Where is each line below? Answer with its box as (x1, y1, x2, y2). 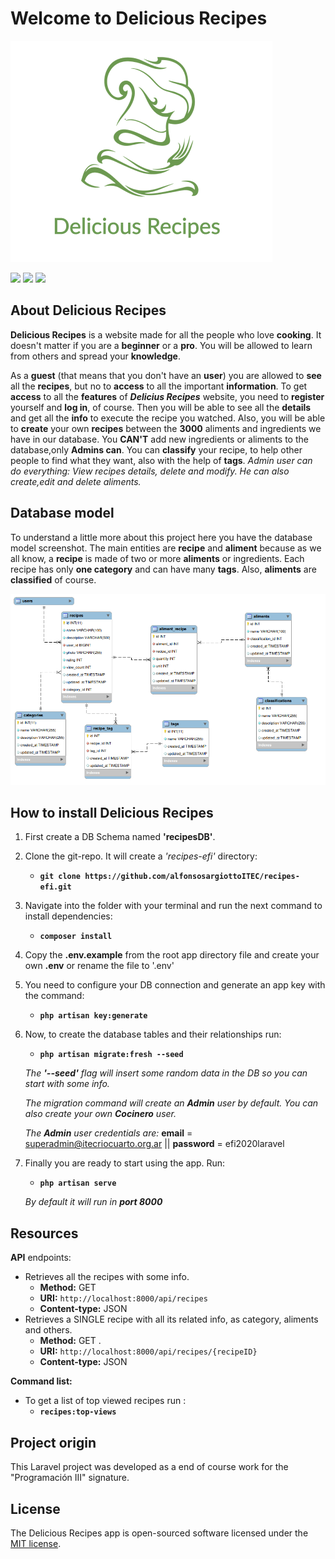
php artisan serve (39, 1178, 117, 1189)
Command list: (10, 1375, 73, 1387)
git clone (39, 872, 82, 882)
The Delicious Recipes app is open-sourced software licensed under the (10, 1527, 309, 1539)
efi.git (39, 882, 72, 892)
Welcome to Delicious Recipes (10, 7, 268, 30)
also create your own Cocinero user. (24, 1108, 177, 1120)
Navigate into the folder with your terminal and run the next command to (24, 900, 323, 912)
